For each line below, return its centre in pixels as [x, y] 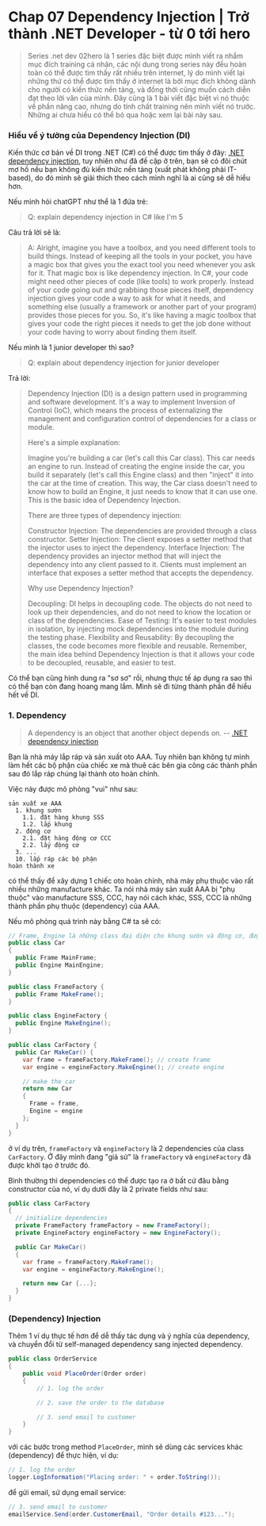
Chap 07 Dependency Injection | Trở [129, 17]
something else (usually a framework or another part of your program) [142, 307]
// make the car [49, 1081]
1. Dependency [38, 715]
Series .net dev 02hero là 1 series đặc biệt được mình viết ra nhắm [135, 56]
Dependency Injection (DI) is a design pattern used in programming [137, 393]
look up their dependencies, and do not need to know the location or [139, 612]
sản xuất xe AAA [35, 803]
